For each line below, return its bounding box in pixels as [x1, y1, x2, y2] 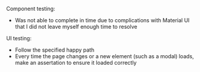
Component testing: [6, 5, 55, 12]
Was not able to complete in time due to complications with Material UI [14, 17, 190, 23]
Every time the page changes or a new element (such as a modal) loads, [14, 53, 194, 59]
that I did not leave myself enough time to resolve [14, 23, 138, 30]
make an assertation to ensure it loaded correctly [14, 59, 137, 66]
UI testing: [6, 35, 32, 41]
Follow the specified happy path [14, 46, 95, 53]
